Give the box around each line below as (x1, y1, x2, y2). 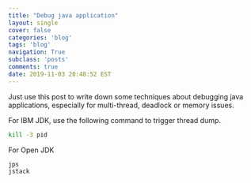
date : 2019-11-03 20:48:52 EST (8, 70, 112, 78)
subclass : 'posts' (8, 56, 69, 64)
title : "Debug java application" (8, 11, 119, 20)
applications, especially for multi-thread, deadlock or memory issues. (8, 100, 235, 110)
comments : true (8, 63, 59, 71)
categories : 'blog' (8, 33, 73, 42)
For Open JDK (8, 145, 55, 155)
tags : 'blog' (8, 41, 51, 49)
